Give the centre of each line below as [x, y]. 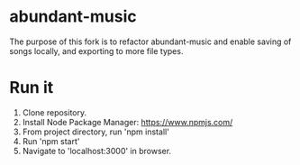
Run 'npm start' [51, 141]
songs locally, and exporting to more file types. [96, 50]
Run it [32, 88]
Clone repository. [55, 112]
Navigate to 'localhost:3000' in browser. [97, 151]
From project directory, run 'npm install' [95, 132]
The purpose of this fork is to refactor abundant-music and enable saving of [150, 41]
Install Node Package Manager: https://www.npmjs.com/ [127, 122]
